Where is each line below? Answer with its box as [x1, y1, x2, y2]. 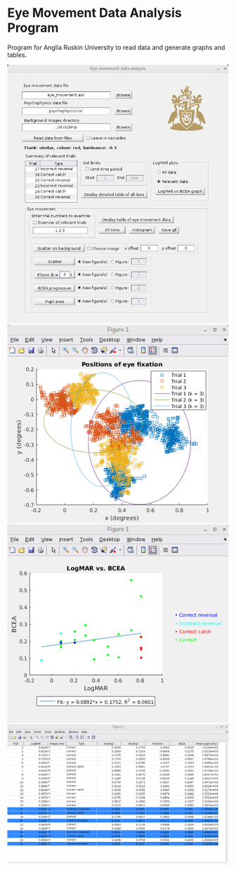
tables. [7, 51, 27, 59]
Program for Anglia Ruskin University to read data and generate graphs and [7, 43, 225, 51]
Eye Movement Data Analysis [7, 5, 182, 21]
